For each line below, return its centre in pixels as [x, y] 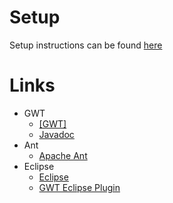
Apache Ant [63, 155]
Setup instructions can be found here [86, 45]
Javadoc [56, 134]
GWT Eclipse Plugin [79, 187]
